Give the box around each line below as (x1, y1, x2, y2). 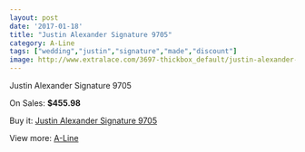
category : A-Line (9, 38, 75, 48)
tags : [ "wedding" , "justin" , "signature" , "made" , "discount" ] (9, 47, 238, 56)
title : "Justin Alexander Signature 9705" (9, 30, 172, 39)
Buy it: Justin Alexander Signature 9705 (9, 115, 157, 126)
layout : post (9, 13, 59, 23)
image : (9, 55, 34, 64)
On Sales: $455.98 (9, 98, 82, 109)
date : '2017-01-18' (9, 22, 84, 31)
